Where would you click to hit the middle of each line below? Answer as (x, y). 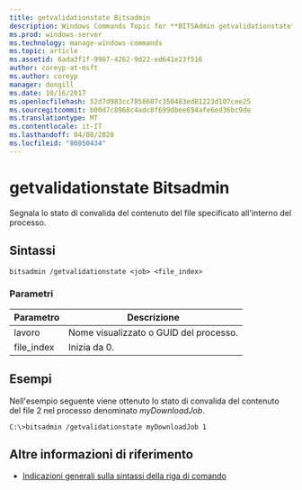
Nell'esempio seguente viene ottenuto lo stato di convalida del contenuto (145, 401)
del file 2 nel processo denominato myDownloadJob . (107, 410)
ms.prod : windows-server (56, 34)
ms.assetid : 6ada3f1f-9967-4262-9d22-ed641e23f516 (106, 59)
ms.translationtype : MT (54, 118)
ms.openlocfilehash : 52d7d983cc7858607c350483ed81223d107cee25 (130, 101)
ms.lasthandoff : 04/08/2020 (62, 135)
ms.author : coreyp (44, 77)
